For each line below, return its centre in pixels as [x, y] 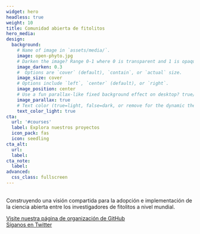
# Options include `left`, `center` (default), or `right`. [93, 84]
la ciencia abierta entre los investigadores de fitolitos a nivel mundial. [91, 207]
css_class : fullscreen [40, 178]
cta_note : [18, 161]
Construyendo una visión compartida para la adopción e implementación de [99, 200]
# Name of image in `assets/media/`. [64, 50]
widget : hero [22, 12]
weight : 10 [20, 23]
